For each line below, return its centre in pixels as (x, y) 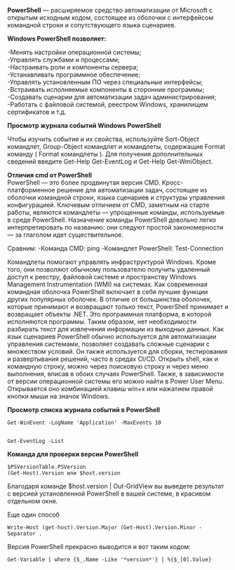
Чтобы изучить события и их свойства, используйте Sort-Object (103, 139)
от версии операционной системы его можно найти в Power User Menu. (116, 381)
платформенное (31, 190)
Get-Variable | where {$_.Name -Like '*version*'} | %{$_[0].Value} (109, 559)
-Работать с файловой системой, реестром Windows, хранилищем (108, 104)
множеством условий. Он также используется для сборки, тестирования (117, 351)
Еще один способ (33, 515)
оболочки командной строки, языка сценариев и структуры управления (116, 197)
